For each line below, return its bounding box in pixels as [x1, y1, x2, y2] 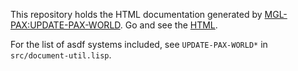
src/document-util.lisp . [10, 49, 112, 61]
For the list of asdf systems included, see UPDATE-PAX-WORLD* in [10, 39, 268, 50]
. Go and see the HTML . [119, 19, 218, 31]
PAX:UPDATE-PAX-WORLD [10, 19, 121, 31]
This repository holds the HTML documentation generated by [10, 9, 263, 20]
